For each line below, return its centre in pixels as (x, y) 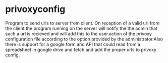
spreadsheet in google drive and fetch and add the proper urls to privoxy (81, 49)
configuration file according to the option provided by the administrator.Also (84, 39)
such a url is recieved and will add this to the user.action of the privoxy (79, 33)
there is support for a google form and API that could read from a (73, 44)
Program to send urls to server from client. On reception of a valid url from (82, 23)
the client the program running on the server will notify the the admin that (81, 28)
